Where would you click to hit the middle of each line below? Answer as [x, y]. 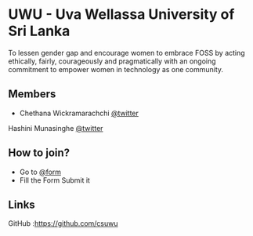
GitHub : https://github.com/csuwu [63, 223]
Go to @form [40, 172]
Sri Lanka [39, 31]
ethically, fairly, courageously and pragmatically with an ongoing [112, 61]
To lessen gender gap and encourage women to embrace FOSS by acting [127, 53]
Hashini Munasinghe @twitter [56, 128]
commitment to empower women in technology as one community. [116, 69]
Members [32, 94]
